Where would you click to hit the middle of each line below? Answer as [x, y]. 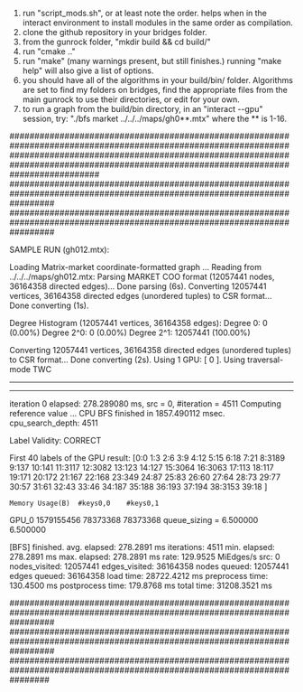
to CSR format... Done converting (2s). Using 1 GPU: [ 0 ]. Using [128, 360]
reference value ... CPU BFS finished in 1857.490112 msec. [117, 413]
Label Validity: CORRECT [55, 440]
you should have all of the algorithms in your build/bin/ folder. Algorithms [157, 80]
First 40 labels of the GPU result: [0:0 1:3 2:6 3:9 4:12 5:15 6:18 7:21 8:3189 [147, 458]
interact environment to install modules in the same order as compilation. [157, 23]
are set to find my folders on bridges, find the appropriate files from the [155, 90]
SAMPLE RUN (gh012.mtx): [60, 249]
